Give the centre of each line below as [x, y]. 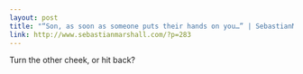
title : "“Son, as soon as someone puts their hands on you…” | [131, 26]
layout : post [34, 18]
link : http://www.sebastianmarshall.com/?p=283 [101, 34]
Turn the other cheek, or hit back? [73, 60]
